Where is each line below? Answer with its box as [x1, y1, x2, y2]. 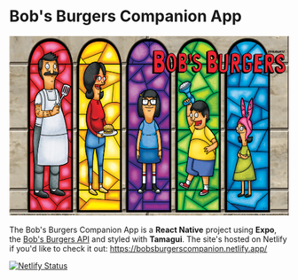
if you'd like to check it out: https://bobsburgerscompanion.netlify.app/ [9, 243, 268, 253]
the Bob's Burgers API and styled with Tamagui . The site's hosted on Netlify [9, 233, 287, 245]
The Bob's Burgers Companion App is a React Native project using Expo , [9, 224, 278, 235]
